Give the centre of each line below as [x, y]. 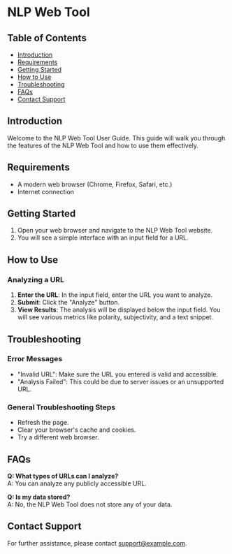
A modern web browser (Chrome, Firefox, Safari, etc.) [95, 184]
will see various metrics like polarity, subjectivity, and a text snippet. [115, 317]
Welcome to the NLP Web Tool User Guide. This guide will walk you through [116, 138]
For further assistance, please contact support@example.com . [97, 543]
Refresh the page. [43, 423]
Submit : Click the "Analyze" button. [68, 302]
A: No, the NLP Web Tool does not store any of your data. [90, 504]
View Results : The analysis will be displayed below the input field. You [119, 310]
